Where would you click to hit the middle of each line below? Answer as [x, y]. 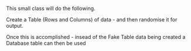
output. [15, 26]
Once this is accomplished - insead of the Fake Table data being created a [96, 37]
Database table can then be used [46, 43]
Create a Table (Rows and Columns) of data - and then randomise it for [92, 19]
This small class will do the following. [51, 8]
